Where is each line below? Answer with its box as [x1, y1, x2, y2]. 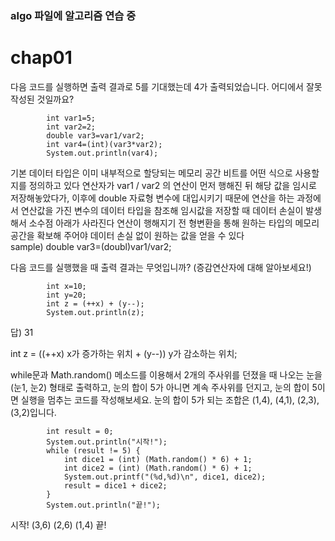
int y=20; [46, 290, 87, 300]
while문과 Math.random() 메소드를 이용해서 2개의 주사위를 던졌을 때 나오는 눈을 [10, 368, 323, 381]
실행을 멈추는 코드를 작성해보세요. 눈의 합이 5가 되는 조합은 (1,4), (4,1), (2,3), [20, 393, 320, 406]
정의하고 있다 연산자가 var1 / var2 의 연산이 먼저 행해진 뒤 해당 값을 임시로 [28, 179, 317, 191]
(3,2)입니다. [10, 406, 57, 418]
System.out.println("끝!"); [46, 500, 162, 510]
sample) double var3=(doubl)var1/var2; [10, 240, 172, 252]
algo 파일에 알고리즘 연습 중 [10, 8, 137, 22]
